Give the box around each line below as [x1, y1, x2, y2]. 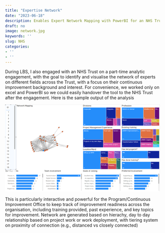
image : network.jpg [5, 28, 45, 34]
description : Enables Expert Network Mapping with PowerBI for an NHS [5, 18, 153, 23]
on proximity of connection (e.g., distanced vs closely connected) [5, 222, 138, 228]
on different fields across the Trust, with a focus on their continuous [5, 79, 142, 85]
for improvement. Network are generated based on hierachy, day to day [5, 211, 150, 218]
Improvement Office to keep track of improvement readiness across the [5, 201, 150, 207]
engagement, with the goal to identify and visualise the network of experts [5, 74, 156, 79]
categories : [5, 44, 29, 49]
